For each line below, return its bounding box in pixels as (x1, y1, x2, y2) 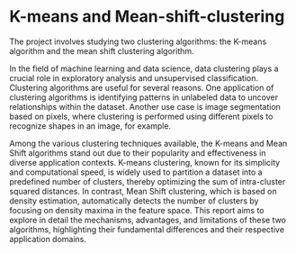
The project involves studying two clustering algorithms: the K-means (9, 36, 267, 47)
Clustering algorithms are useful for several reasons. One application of (9, 82, 274, 93)
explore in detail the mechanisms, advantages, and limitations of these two (9, 214, 286, 225)
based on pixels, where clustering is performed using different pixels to (9, 111, 274, 122)
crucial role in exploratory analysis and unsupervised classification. (9, 72, 259, 83)
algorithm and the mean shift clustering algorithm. (9, 45, 195, 56)
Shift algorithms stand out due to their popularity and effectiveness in (9, 147, 267, 158)
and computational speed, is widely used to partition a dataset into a (9, 167, 263, 177)
